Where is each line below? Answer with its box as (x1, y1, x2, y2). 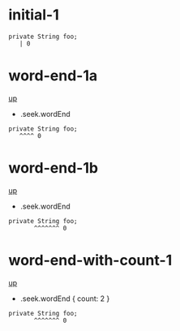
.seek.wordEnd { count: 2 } (19, 294, 110, 303)
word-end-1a (8, 67, 98, 85)
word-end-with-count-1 (8, 251, 173, 269)
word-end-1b (8, 159, 99, 178)
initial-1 (8, 6, 59, 24)
